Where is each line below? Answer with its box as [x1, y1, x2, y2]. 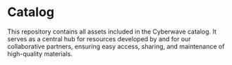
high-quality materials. [7, 50, 73, 58]
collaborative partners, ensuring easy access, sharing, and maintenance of [7, 42, 225, 50]
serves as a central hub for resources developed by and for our [7, 34, 192, 43]
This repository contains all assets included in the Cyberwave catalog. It [7, 27, 217, 36]
